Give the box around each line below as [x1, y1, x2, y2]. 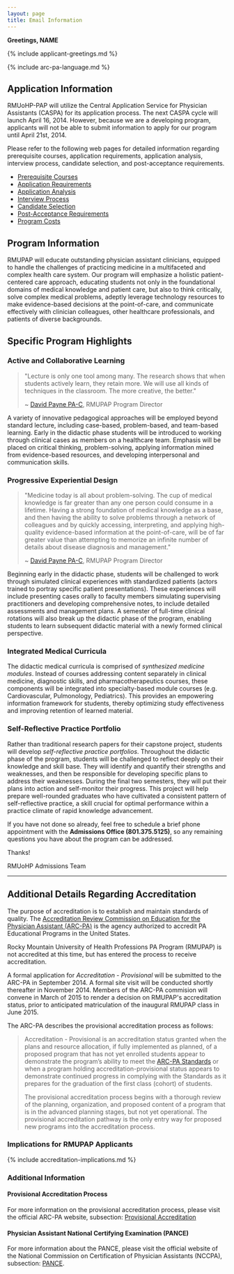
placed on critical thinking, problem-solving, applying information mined [7, 443, 214, 451]
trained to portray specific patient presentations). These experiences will [7, 585, 216, 593]
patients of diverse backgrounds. [7, 315, 102, 324]
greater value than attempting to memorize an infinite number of [24, 535, 209, 544]
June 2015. [7, 1007, 39, 1016]
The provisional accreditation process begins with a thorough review [24, 1092, 221, 1101]
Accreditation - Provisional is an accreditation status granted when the [24, 1035, 227, 1043]
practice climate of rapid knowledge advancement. [7, 806, 153, 815]
